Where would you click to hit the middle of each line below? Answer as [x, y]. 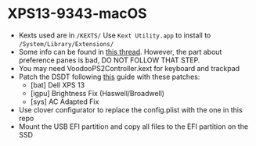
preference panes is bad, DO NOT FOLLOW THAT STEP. [109, 60]
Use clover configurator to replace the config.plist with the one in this [131, 109]
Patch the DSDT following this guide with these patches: [109, 77]
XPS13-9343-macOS [77, 14]
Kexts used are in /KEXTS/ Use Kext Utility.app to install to [115, 35]
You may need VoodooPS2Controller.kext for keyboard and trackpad [129, 68]
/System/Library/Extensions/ [66, 44]
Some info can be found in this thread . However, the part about [120, 52]
